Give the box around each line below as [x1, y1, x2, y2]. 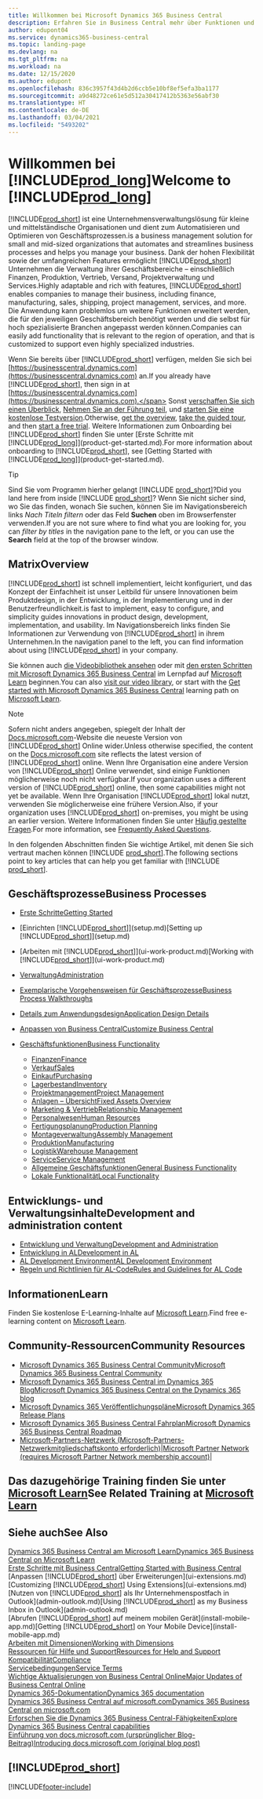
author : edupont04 [8, 26, 68, 34]
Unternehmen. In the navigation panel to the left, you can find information [8, 637, 244, 646]
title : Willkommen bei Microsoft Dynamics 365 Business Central [8, 11, 223, 20]
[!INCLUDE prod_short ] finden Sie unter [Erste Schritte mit [8, 429, 194, 439]
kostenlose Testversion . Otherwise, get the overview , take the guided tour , [8, 413, 247, 422]
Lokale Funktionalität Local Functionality [31, 1171, 159, 1181]
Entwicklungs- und [8, 1194, 104, 1207]
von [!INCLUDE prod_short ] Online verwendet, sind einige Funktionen [8, 766, 230, 775]
